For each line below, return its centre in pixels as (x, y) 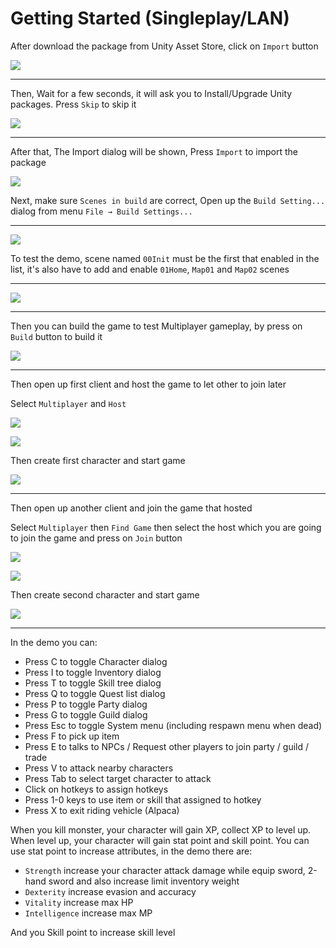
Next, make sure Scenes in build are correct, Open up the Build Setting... (168, 200)
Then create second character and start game (105, 594)
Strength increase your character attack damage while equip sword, (165, 870)
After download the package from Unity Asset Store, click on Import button (164, 46)
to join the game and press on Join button (96, 538)
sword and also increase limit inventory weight (144, 881)
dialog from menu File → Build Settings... (101, 211)
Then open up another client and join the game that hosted (131, 508)
